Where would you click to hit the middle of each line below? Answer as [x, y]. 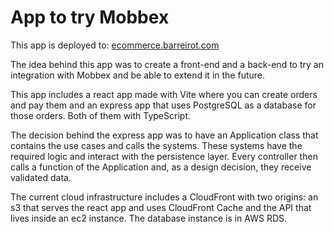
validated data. [41, 177]
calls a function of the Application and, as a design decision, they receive [161, 167]
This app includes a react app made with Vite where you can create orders [164, 94]
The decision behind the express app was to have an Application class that [164, 135]
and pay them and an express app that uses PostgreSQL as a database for [163, 105]
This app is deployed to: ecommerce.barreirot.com [115, 45]
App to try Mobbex [90, 17]
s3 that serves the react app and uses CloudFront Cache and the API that [161, 207]
